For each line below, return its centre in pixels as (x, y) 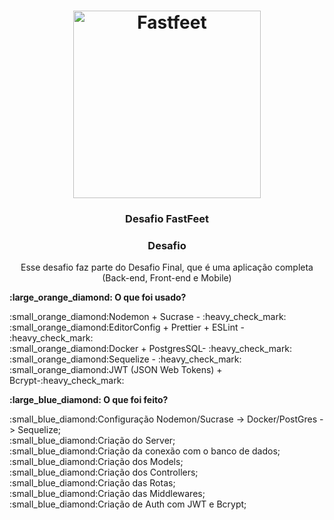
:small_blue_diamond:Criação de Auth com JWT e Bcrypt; (128, 504)
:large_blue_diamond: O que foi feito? (89, 400)
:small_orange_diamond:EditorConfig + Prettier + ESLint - (127, 327)
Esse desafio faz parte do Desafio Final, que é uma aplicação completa (167, 267)
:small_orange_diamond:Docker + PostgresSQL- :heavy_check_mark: (151, 349)
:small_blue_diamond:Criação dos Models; (96, 462)
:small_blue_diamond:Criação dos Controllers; (104, 472)
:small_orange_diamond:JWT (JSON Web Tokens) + (116, 370)
